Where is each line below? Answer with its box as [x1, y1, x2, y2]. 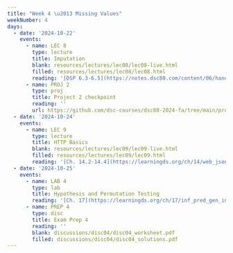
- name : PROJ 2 [25, 81, 70, 88]
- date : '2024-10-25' [13, 164, 76, 172]
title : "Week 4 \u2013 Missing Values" [7, 10, 123, 17]
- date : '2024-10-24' [13, 113, 76, 120]
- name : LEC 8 [25, 42, 67, 49]
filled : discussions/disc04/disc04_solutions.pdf [32, 236, 178, 243]
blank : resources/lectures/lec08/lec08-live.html [32, 62, 178, 69]
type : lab [32, 184, 60, 191]
